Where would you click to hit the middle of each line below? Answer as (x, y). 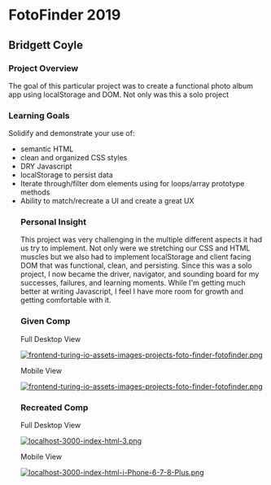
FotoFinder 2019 (65, 15)
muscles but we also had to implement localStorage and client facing (135, 257)
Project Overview (44, 68)
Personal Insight (53, 222)
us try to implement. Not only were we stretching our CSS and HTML (135, 248)
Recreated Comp (54, 407)
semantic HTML (47, 149)
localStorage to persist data (67, 175)
